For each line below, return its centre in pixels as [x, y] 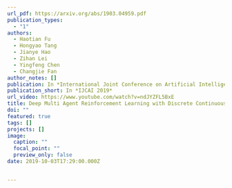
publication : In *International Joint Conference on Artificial [101, 84]
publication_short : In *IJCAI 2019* [60, 91]
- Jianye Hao [32, 53]
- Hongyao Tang [35, 46]
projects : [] [26, 129]
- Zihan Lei [31, 59]
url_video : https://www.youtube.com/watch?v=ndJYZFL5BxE [91, 97]
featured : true [29, 116]
